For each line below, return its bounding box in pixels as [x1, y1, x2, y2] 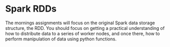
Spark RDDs [5, 3, 57, 15]
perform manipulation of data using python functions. [5, 36, 117, 42]
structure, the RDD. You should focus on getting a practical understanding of [5, 25, 165, 31]
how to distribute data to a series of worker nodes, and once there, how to [5, 30, 160, 36]
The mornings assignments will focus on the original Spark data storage [5, 20, 155, 26]
